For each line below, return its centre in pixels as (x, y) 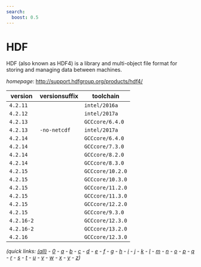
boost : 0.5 (25, 17)
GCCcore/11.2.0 (106, 188)
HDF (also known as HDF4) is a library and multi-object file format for (92, 63)
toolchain (106, 96)
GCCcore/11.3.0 (106, 196)
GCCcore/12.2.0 (106, 204)
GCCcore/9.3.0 (104, 213)
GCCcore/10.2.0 (106, 172)
